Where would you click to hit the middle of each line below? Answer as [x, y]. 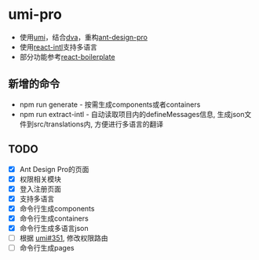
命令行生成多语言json [54, 228]
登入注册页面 [40, 189]
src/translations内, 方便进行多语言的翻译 [98, 124]
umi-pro [35, 15]
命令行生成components [57, 208]
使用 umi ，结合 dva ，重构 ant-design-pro [83, 37]
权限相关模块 [40, 179]
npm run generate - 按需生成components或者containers [110, 104]
